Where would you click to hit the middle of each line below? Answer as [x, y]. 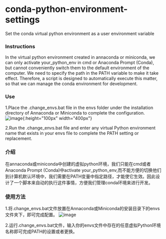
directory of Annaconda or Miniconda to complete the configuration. [75, 113]
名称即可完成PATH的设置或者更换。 [41, 232]
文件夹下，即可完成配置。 [31, 215]
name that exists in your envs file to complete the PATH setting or [72, 133]
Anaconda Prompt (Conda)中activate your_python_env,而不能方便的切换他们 [83, 170]
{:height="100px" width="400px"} [57, 118]
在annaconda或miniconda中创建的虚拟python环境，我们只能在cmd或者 [78, 164]
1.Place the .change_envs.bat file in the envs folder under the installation [79, 108]
